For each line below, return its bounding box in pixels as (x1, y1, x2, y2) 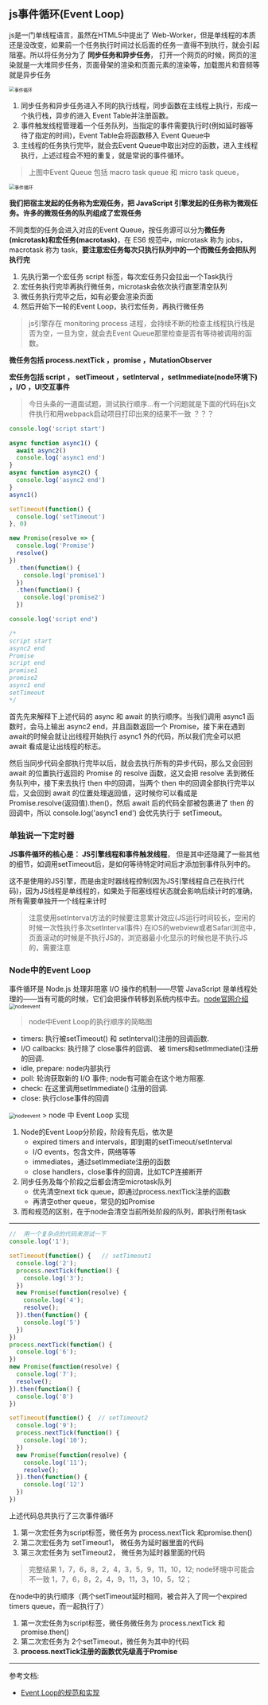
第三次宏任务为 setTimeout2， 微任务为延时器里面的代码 (20, 1548, 205, 1557)
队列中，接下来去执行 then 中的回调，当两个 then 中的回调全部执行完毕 (15, 778, 249, 787)
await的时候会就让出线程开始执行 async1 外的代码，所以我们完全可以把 (9, 731, 241, 741)
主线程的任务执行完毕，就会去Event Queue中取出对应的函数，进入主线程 (20, 140, 258, 150)
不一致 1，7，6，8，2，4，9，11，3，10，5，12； (28, 1574, 193, 1584)
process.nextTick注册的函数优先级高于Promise (20, 1646, 178, 1656)
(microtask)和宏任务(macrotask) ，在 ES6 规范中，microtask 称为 (9, 235, 225, 244)
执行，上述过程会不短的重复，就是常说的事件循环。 (20, 150, 188, 160)
